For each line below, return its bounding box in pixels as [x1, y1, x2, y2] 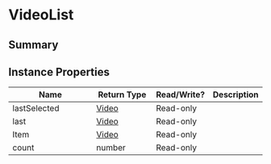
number [96, 142, 127, 153]
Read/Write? [156, 89, 206, 100]
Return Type [98, 89, 147, 100]
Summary [8, 38, 59, 52]
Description [212, 89, 259, 100]
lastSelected [12, 103, 60, 114]
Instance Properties [8, 65, 110, 78]
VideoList [8, 6, 74, 24]
